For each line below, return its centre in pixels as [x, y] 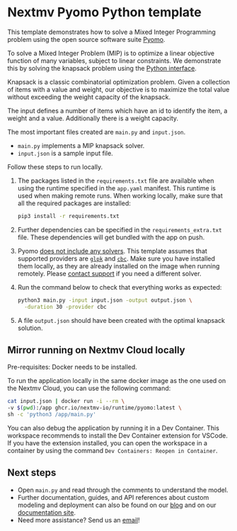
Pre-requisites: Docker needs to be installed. [73, 367]
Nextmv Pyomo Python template [104, 12]
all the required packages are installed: [74, 203]
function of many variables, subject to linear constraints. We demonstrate [114, 60]
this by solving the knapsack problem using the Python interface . [102, 68]
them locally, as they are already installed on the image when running [118, 265]
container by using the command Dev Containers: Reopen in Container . [112, 451]
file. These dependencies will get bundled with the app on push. [111, 237]
